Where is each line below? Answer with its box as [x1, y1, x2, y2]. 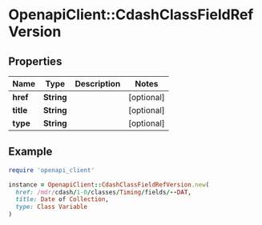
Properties [8, 54, 62, 68]
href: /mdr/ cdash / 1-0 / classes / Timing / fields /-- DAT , [15, 188, 192, 196]
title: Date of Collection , [15, 195, 110, 203]
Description [75, 78, 121, 89]
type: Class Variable [15, 203, 88, 211]
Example [8, 145, 53, 159]
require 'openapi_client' [8, 166, 95, 174]
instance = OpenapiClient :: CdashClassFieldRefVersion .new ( [8, 180, 210, 189]
